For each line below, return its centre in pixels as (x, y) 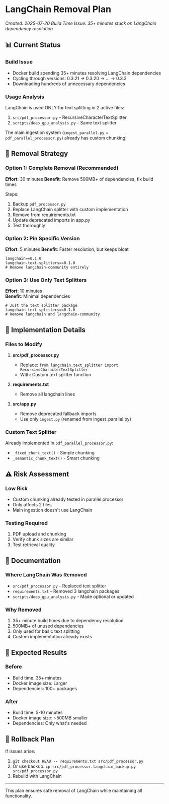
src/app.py (24, 404)
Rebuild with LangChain (37, 776)
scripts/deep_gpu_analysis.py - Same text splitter (64, 122)
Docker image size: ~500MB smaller (50, 718)
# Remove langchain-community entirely (47, 267)
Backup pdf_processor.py (39, 204)
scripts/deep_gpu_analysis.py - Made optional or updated (73, 596)
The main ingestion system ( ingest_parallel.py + (57, 132)
